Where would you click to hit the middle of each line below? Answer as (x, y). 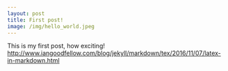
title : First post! (35, 20)
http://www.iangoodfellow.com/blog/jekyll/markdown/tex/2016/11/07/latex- (114, 53)
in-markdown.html (34, 61)
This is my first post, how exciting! (56, 46)
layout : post (26, 13)
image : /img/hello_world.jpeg (51, 26)
